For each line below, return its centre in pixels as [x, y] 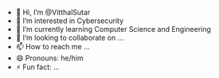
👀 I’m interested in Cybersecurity [70, 21]
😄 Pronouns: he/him [49, 58]
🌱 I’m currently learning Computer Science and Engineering [113, 29]
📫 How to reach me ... [53, 47]
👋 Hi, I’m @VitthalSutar [53, 12]
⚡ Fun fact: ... [37, 67]
